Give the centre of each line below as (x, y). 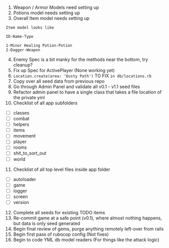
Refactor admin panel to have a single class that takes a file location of (87, 92)
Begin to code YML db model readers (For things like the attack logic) (86, 239)
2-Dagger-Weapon (23, 50)
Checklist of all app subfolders (45, 103)
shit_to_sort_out (30, 153)
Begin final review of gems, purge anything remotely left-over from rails (88, 229)
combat (21, 119)
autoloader (25, 179)
